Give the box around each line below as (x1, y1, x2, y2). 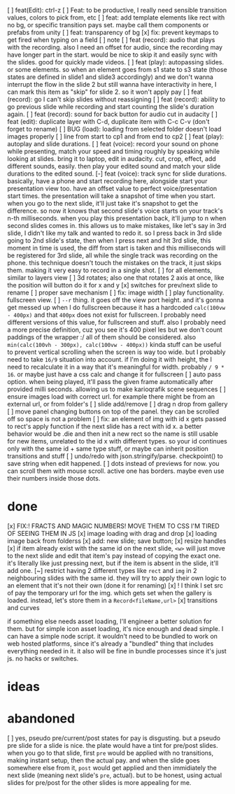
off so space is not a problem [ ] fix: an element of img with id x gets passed (7, 415, 227, 423)
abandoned (7, 711, 76, 727)
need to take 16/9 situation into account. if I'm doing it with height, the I (7, 355, 212, 363)
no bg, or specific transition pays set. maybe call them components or (7, 21, 209, 29)
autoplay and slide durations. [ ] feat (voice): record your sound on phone (7, 140, 219, 148)
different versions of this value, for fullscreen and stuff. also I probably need (7, 318, 226, 326)
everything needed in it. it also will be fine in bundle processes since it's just (7, 646, 227, 655)
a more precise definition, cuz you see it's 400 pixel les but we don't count (7, 325, 222, 334)
